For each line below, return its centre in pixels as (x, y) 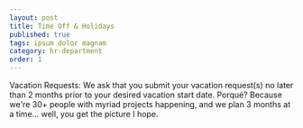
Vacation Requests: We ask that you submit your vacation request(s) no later (151, 85)
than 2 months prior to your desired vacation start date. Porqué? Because (146, 95)
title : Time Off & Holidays (62, 26)
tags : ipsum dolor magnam (58, 43)
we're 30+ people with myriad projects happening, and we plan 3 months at (150, 104)
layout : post (34, 18)
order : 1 (26, 59)
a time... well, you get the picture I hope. (84, 114)
